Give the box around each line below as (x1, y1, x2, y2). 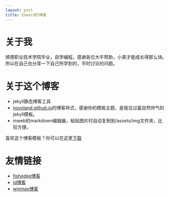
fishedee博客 (12, 173, 41, 179)
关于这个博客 (5, 80, 60, 92)
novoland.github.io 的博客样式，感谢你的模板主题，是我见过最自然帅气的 (12, 105, 164, 111)
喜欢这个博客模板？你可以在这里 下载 (5, 135, 82, 141)
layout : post (5, 7, 33, 13)
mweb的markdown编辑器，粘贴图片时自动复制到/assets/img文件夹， (12, 118, 158, 124)
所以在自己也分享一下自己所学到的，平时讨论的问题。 (5, 60, 118, 67)
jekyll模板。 (12, 111, 37, 117)
